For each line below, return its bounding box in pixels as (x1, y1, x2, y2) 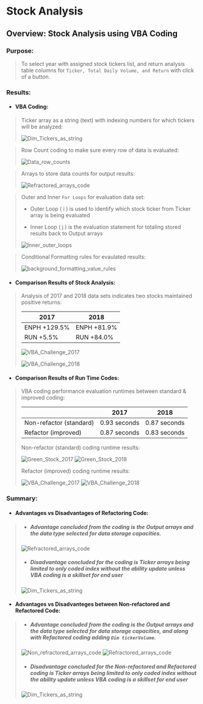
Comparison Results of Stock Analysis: (14, 278, 116, 286)
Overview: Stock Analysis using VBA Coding (6, 28, 178, 39)
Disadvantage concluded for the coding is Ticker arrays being (30, 559, 190, 566)
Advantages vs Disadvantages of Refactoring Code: (14, 509, 149, 516)
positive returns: (21, 298, 62, 306)
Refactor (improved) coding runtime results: (21, 467, 130, 475)
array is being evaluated (30, 212, 91, 219)
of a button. (21, 73, 50, 80)
